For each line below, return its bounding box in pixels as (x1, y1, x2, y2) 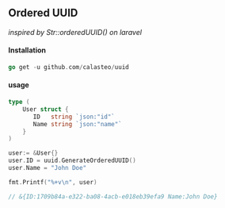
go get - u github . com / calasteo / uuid (8, 64, 129, 71)
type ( (8, 98, 30, 106)
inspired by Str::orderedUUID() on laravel (8, 27, 143, 37)
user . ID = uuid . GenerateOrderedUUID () (8, 156, 136, 165)
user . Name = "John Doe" (8, 164, 87, 172)
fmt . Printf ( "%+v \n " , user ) (8, 178, 97, 186)
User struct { (22, 105, 69, 114)
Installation (8, 45, 46, 55)
